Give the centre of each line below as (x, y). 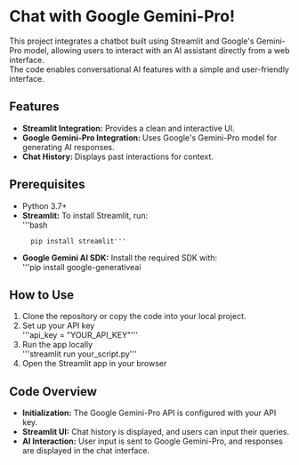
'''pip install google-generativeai (81, 267)
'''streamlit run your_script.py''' (79, 354)
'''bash (35, 225)
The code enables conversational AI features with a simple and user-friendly (149, 69)
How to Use (42, 295)
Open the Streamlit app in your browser (94, 364)
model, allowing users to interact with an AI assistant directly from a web (157, 50)
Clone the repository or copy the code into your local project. (134, 317)
